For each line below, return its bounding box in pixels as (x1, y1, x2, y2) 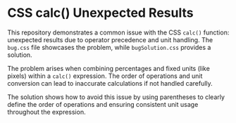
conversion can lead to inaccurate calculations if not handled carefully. (7, 79, 213, 87)
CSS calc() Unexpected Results (7, 5, 194, 21)
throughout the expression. (7, 108, 86, 116)
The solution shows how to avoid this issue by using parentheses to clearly (7, 93, 225, 101)
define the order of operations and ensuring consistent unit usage (7, 100, 199, 108)
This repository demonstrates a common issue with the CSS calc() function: (7, 28, 230, 37)
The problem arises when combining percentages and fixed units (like (7, 64, 210, 72)
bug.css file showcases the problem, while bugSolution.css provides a (7, 43, 211, 51)
